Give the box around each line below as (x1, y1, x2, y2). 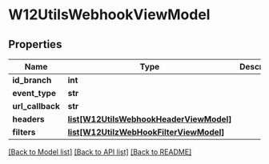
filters (12, 126, 36, 138)
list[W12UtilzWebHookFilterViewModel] (67, 126, 225, 138)
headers (12, 114, 46, 125)
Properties (8, 38, 62, 51)
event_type (12, 88, 56, 98)
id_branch (12, 74, 52, 86)
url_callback (12, 101, 60, 111)
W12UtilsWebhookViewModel (8, 6, 211, 24)
